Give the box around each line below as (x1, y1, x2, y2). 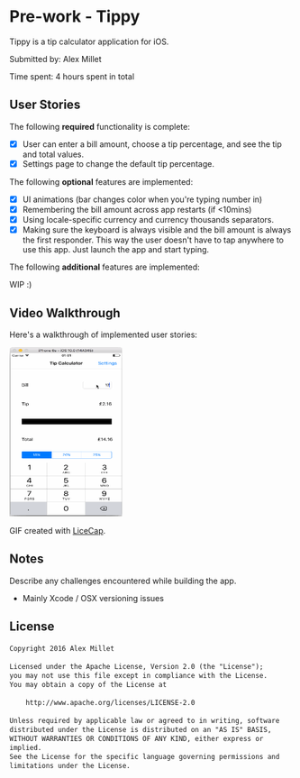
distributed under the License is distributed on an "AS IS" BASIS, (9, 725, 272, 734)
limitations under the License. (9, 761, 131, 770)
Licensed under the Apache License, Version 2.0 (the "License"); (9, 662, 264, 671)
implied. (9, 743, 42, 752)
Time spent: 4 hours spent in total (9, 70, 135, 82)
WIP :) (9, 279, 32, 290)
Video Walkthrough (9, 305, 121, 321)
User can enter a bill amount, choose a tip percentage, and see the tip (22, 138, 282, 150)
